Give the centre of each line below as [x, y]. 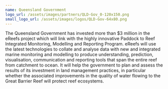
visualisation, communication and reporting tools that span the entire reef [81, 60]
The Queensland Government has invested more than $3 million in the [78, 33]
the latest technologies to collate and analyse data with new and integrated [83, 49]
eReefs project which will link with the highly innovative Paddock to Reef [80, 38]
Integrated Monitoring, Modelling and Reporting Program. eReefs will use [81, 44]
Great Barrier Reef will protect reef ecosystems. [55, 81]
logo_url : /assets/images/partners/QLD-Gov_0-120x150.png [67, 14]
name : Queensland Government [36, 10]
